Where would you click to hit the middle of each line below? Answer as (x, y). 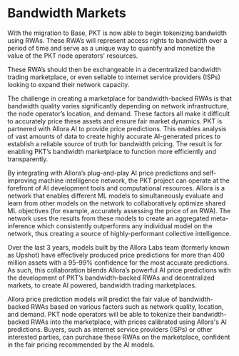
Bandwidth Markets (67, 13)
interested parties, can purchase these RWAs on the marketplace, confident (119, 337)
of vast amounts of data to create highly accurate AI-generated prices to (114, 136)
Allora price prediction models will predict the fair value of (92, 299)
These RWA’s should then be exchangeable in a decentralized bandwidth (114, 69)
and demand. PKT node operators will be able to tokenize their (99, 314)
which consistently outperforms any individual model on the (124, 225)
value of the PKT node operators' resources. (73, 56)
